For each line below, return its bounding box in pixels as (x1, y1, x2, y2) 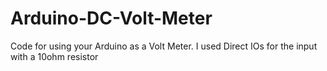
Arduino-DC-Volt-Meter (10, 7, 213, 30)
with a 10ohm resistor (10, 50, 99, 62)
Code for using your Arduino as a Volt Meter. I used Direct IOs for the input (10, 40, 318, 52)
